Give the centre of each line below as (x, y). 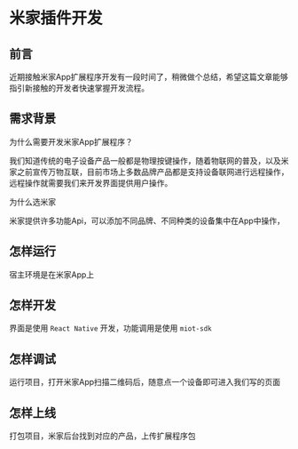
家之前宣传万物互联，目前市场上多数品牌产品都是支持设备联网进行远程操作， (149, 172)
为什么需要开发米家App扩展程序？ (71, 141)
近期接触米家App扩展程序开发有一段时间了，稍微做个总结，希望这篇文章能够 (149, 77)
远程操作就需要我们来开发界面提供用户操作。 (91, 182)
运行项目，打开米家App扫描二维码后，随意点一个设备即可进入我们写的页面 (145, 382)
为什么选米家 (32, 202)
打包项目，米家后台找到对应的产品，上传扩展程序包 (102, 436)
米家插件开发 (56, 18)
